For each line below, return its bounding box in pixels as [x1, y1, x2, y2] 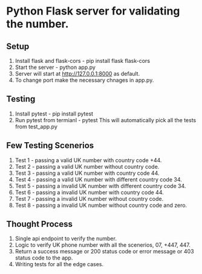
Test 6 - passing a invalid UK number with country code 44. [15, 189, 165, 196]
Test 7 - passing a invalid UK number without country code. [15, 195, 164, 202]
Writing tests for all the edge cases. [15, 261, 104, 268]
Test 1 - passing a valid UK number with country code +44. [15, 156, 162, 164]
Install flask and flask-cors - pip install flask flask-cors [15, 57, 150, 64]
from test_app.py [15, 123, 57, 130]
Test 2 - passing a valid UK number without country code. [15, 163, 160, 170]
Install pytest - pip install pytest [15, 110, 94, 117]
